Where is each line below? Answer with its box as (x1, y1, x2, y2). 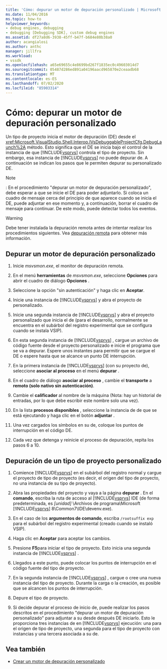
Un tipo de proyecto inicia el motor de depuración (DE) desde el (5, 134, 136, 140)
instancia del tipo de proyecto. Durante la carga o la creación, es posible (12, 580, 161, 586)
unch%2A (5, 144, 26, 150)
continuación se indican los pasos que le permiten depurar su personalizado (5, 160, 162, 166)
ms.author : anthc (5, 44, 42, 49)
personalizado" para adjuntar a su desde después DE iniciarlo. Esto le (12, 615, 155, 621)
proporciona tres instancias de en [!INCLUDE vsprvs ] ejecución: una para (12, 620, 162, 626)
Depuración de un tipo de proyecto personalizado (5, 456, 162, 465)
